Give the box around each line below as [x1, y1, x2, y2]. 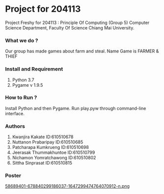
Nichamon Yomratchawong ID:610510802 [12, 155, 96, 161]
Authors [5, 122, 26, 129]
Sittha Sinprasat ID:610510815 [12, 160, 73, 166]
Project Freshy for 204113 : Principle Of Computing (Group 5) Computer [5, 20, 150, 25]
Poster [5, 172, 21, 179]
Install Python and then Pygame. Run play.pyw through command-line [5, 105, 146, 111]
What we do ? [5, 37, 38, 44]
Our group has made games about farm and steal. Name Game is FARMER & [5, 48, 159, 54]
